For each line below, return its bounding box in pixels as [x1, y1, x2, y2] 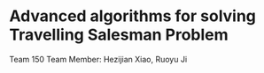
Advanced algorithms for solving [9, 6, 257, 26]
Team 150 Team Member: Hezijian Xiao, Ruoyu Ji [9, 54, 188, 64]
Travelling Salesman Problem [9, 25, 229, 45]
